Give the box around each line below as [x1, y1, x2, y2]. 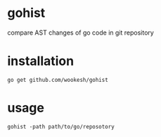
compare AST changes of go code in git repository [7, 28, 155, 37]
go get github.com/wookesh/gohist [7, 76, 109, 83]
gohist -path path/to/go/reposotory [7, 123, 115, 130]
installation [7, 53, 75, 69]
